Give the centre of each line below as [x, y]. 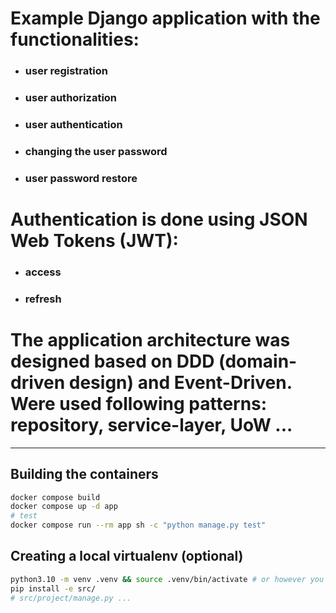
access [43, 272]
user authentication [73, 124]
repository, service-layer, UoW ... [151, 425]
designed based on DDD [112, 361]
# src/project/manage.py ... [71, 598]
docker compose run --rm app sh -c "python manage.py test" [138, 525]
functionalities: [75, 39]
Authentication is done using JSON [159, 219]
